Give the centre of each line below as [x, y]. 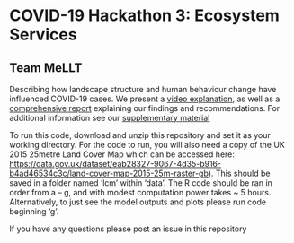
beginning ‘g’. [34, 211]
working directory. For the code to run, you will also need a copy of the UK [147, 145]
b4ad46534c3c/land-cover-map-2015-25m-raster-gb [109, 173]
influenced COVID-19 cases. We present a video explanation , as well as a [145, 99]
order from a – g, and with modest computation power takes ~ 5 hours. [140, 192]
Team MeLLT [46, 68]
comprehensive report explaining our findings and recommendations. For [145, 108]
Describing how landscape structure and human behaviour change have [143, 89]
